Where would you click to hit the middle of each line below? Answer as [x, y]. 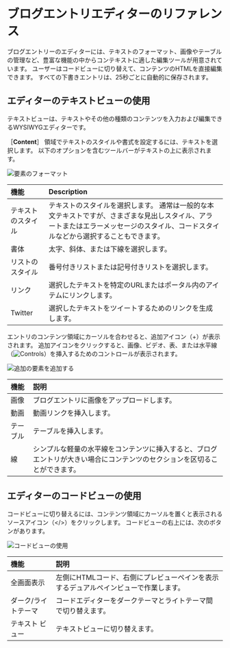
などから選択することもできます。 [110, 236]
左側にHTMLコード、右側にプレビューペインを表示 [137, 577]
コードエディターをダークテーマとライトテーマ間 [135, 600]
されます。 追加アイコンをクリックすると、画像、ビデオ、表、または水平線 [112, 345]
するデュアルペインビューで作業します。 [120, 588]
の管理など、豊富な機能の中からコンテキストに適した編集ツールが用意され [112, 60]
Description [68, 191]
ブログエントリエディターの [85, 14]
